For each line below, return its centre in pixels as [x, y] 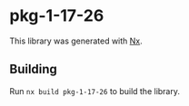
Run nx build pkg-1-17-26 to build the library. [94, 91]
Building [33, 69]
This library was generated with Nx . [76, 41]
